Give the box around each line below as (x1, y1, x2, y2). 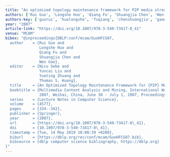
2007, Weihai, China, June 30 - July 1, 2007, (39, 92, 139, 97)
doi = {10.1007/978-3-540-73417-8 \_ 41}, (10, 125, 110, 130)
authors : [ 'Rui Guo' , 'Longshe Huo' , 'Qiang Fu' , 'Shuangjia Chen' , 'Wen (5, 12, 164, 17)
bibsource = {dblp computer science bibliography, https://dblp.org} (10, 139, 159, 144)
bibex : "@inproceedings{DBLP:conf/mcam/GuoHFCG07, (5, 36, 114, 41)
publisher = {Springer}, (10, 111, 62, 116)
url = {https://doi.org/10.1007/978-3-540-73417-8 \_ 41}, (10, 120, 146, 126)
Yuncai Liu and (39, 69, 71, 74)
